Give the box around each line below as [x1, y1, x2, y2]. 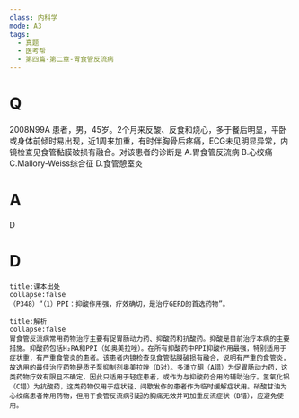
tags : [9, 30, 30, 39]
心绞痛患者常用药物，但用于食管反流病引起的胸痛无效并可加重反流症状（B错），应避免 [9, 391, 277, 400]
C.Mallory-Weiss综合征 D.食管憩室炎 [9, 158, 144, 169]
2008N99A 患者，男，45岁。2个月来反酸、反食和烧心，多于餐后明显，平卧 [9, 124, 287, 135]
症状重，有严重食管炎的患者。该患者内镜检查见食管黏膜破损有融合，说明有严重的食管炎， [9, 353, 290, 362]
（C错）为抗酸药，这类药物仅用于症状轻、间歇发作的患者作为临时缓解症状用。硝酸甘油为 [9, 382, 287, 391]
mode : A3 [9, 22, 42, 30]
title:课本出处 [9, 282, 61, 292]
